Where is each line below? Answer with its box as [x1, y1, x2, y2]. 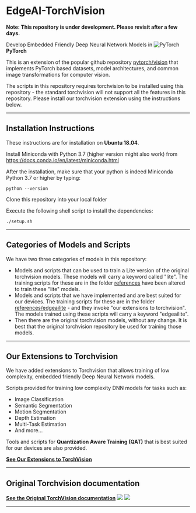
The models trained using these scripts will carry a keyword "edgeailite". [14, 310, 189, 317]
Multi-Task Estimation [14, 420, 67, 428]
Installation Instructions [6, 124, 95, 134]
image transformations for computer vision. [6, 71, 110, 78]
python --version [6, 186, 48, 191]
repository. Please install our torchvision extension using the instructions [6, 95, 181, 102]
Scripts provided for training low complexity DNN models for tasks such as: [6, 385, 187, 392]
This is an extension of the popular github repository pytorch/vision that [6, 59, 178, 66]
